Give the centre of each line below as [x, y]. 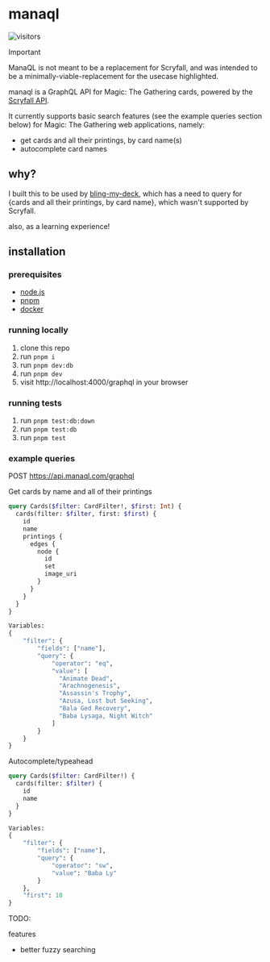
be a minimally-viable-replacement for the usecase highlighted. [114, 76]
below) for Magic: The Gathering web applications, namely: [107, 124]
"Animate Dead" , [86, 678]
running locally [38, 330]
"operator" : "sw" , [82, 865]
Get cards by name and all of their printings [80, 492]
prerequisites [35, 275]
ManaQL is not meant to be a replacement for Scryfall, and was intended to [133, 67]
